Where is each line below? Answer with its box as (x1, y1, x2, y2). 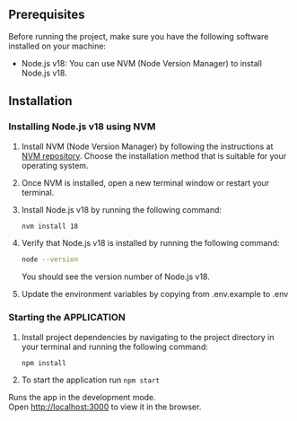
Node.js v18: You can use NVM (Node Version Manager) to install (21, 57, 262, 68)
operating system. (21, 160, 89, 171)
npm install (21, 358, 66, 367)
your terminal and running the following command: (21, 341, 208, 352)
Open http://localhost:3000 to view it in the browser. (8, 401, 202, 412)
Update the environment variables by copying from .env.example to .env (21, 289, 289, 300)
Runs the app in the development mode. (8, 392, 156, 403)
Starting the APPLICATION (8, 311, 127, 324)
